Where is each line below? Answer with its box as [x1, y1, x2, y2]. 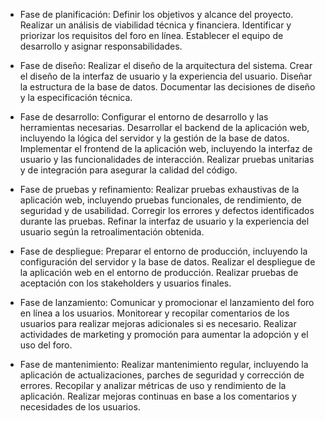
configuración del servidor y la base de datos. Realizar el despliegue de [19, 256, 316, 268]
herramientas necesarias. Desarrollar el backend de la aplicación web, [19, 122, 310, 133]
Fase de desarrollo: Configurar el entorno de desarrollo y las [19, 111, 269, 123]
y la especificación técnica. [19, 92, 133, 103]
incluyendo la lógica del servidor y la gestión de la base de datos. [19, 132, 290, 144]
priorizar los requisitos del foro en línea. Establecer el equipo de [19, 30, 284, 41]
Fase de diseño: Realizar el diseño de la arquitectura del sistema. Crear [19, 60, 313, 71]
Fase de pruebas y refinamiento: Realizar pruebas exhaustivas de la [19, 184, 300, 195]
